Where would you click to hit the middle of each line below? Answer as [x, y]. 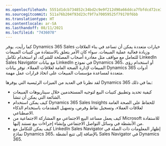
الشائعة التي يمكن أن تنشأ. [37, 97]
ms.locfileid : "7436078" [31, 33]
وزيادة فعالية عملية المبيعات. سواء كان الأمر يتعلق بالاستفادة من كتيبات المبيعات [78, 52]
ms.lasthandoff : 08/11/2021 [34, 28]
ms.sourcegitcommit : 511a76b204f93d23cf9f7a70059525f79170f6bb [72, 14]
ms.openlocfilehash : [27, 10]
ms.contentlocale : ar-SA [31, 23]
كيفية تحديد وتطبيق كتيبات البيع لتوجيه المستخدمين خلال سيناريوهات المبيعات [82, 92]
